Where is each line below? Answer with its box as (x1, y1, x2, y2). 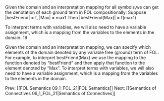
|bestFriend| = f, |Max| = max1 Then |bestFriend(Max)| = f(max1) (5, 15, 136, 20)
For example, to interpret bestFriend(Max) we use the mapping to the (5, 55, 146, 61)
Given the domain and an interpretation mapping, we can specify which (5, 44, 151, 50)
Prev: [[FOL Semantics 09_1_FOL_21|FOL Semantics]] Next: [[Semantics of (5, 85, 157, 91)
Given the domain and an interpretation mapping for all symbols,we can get (5, 4, 159, 10)
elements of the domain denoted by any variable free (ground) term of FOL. (5, 49, 160, 55)
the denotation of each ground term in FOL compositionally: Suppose (5, 9, 147, 15)
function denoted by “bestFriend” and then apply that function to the (5, 60, 145, 66)
